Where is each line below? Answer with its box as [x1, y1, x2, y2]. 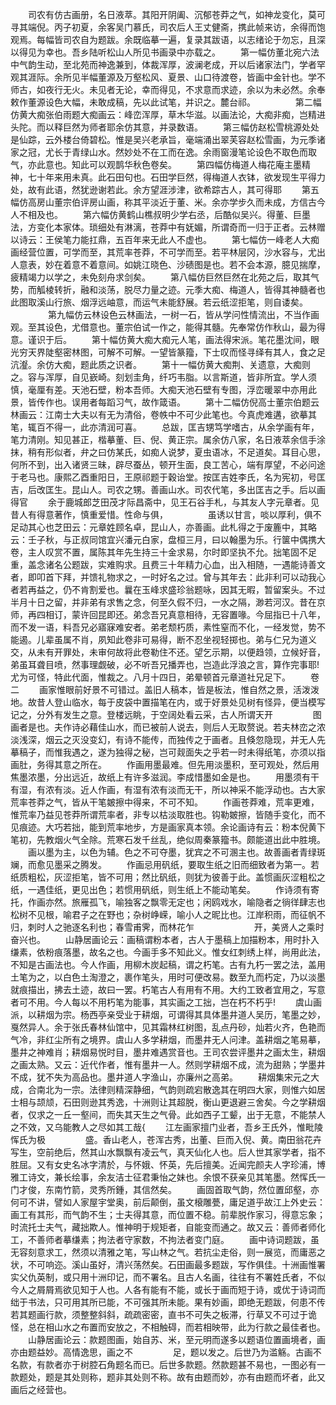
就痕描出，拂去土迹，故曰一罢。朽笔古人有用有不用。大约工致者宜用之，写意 [10, 984, 326, 995]
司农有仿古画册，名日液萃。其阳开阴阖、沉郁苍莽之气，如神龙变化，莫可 [27, 9, 326, 20]
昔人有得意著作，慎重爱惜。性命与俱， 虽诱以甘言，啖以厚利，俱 [10, 509, 313, 520]
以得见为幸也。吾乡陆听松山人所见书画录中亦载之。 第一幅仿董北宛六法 [10, 46, 320, 58]
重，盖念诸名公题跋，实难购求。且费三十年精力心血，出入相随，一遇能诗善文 [10, 559, 326, 570]
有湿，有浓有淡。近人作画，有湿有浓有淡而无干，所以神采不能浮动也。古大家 [10, 784, 326, 795]
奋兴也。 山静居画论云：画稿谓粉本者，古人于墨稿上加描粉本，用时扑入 [10, 934, 320, 945]
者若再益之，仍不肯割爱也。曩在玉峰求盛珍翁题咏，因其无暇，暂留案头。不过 [10, 584, 326, 595]
